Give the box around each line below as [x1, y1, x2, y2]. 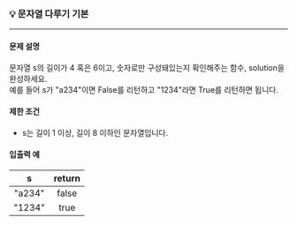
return [53, 172, 81, 184]
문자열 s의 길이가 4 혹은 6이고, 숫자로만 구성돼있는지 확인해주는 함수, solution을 [9, 62, 286, 72]
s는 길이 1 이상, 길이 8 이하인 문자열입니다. [21, 127, 169, 138]
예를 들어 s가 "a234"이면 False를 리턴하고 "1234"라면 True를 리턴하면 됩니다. [9, 84, 279, 94]
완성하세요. [9, 73, 48, 84]
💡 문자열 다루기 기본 [9, 7, 89, 19]
